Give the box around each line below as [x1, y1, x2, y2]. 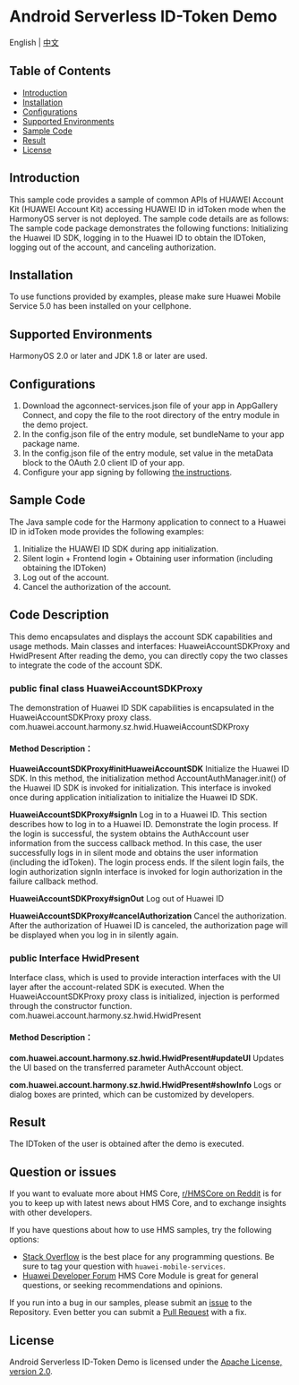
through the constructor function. [9, 1001, 132, 1012]
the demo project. [21, 419, 89, 430]
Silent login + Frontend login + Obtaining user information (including [21, 552, 273, 563]
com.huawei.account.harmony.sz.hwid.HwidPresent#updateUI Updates [9, 1052, 285, 1063]
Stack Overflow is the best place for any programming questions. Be [21, 1252, 275, 1262]
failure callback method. [9, 876, 98, 887]
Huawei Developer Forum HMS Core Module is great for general [21, 1270, 259, 1281]
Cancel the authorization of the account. [21, 581, 172, 592]
